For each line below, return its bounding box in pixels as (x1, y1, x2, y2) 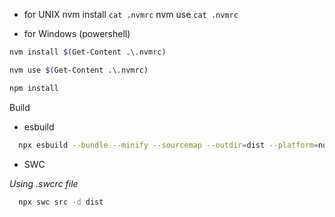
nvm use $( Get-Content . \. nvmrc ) (9, 65, 149, 75)
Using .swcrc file (9, 177, 79, 189)
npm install (9, 83, 59, 93)
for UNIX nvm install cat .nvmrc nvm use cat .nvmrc (23, 9, 239, 20)
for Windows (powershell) (23, 28, 131, 39)
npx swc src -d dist (18, 197, 104, 207)
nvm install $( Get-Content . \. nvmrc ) (9, 47, 167, 57)
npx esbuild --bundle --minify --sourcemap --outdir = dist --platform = (18, 140, 319, 150)
